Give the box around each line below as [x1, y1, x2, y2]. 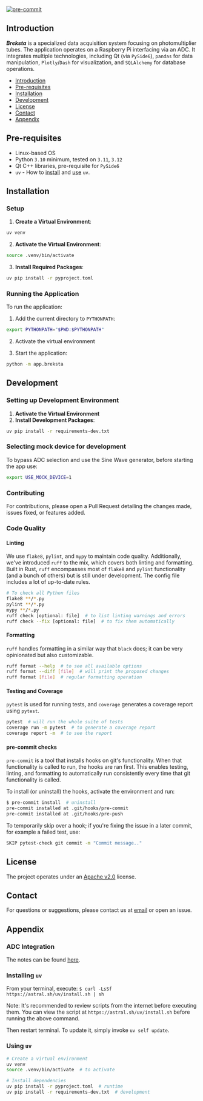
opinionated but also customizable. [6, 651, 94, 658]
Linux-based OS [15, 149, 56, 156]
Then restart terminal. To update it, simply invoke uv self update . [6, 1026, 170, 1034]
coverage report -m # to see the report [6, 731, 113, 737]
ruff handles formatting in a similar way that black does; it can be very [6, 644, 183, 652]
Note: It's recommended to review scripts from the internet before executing [6, 1002, 197, 1009]
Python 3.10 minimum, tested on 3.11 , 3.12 [15, 155, 122, 163]
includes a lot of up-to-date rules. [6, 578, 91, 586]
